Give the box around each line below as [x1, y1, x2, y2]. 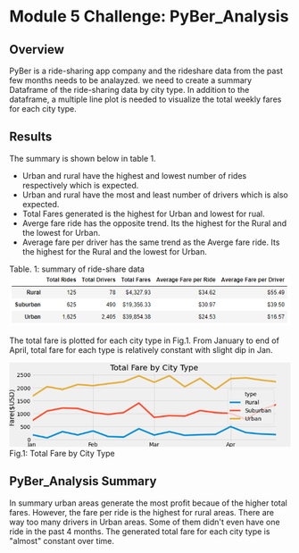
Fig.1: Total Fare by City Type [9, 448, 115, 458]
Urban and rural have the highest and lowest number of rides [21, 170, 247, 180]
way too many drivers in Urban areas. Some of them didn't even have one [9, 516, 280, 527]
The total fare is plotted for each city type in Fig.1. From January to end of [9, 335, 279, 346]
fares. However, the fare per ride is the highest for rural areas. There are [9, 507, 275, 517]
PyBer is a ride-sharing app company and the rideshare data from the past [9, 65, 284, 76]
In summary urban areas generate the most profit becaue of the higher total [9, 498, 287, 508]
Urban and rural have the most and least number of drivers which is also [21, 189, 288, 200]
